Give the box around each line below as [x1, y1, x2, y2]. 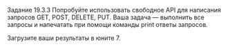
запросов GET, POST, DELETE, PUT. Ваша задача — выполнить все [7, 13, 205, 21]
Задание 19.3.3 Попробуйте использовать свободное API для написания [7, 6, 221, 14]
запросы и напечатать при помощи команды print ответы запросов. [7, 21, 209, 28]
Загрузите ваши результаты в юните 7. [7, 34, 121, 42]
